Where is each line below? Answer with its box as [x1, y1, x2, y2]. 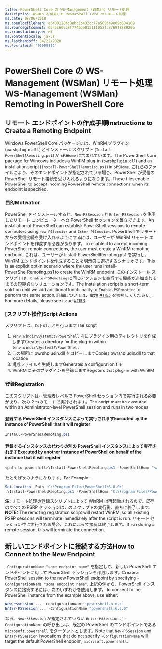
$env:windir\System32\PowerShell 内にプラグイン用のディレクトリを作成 [12, 333, 156, 339]
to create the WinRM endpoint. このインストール [54, 269, 151, 275]
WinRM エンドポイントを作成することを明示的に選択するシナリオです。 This [5, 258, 155, 263]
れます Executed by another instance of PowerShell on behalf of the [5, 449, 142, 455]
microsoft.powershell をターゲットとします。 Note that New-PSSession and [5, 628, 152, 634]
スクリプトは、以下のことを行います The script [5, 323, 97, 328]
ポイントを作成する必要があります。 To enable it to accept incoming [13, 240, 148, 246]
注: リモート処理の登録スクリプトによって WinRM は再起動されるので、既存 [5, 498, 155, 504]
